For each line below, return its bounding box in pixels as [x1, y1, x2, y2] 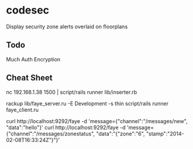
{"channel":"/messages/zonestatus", [6, 130, 95, 137]
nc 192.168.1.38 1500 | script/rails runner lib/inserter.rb [6, 88, 137, 95]
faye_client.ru [6, 106, 39, 113]
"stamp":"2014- [146, 130, 184, 137]
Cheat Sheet [6, 73, 53, 83]
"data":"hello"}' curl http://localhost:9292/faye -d [6, 124, 126, 131]
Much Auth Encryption [6, 55, 61, 62]
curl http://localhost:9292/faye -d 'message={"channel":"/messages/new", [6, 117, 188, 124]
